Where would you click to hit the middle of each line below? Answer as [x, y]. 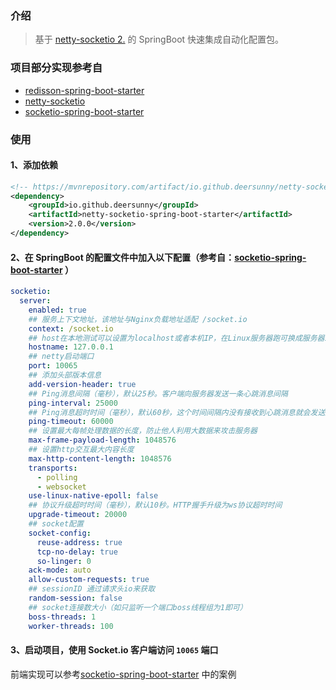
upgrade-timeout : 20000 [78, 515]
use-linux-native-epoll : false [93, 496]
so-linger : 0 [64, 561]
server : [35, 301]
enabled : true [57, 310]
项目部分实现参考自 [56, 68]
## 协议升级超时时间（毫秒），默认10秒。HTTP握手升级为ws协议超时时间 [155, 505]
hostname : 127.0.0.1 [71, 347]
